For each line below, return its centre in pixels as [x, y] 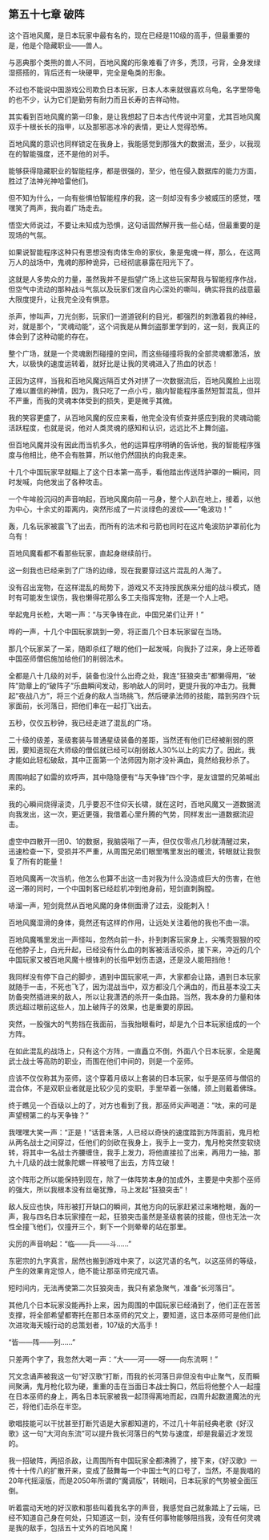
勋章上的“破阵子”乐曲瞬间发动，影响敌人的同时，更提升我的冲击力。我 [134, 686]
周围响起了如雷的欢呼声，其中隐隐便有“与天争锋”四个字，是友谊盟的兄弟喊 [131, 776]
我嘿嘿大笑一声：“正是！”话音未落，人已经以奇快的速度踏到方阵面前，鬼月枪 [134, 1132]
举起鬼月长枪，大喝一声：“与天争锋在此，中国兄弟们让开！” [106, 614]
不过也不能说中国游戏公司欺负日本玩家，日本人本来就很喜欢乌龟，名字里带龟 [134, 89]
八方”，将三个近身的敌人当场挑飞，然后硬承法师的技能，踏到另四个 [143, 695]
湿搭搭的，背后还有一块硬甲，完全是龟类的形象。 [89, 72]
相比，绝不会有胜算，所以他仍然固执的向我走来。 [110, 454]
